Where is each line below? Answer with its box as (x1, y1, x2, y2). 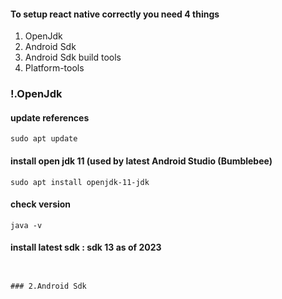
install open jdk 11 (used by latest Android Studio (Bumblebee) (10, 155, 273, 167)
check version (10, 198, 72, 210)
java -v (10, 220, 43, 230)
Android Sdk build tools (24, 51, 122, 64)
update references (10, 111, 90, 124)
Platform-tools (24, 62, 85, 74)
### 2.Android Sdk (10, 281, 87, 291)
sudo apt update (10, 134, 78, 144)
